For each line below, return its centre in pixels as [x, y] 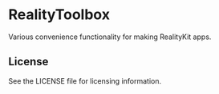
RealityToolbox [59, 15]
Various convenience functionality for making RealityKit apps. [110, 37]
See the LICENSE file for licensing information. [85, 80]
